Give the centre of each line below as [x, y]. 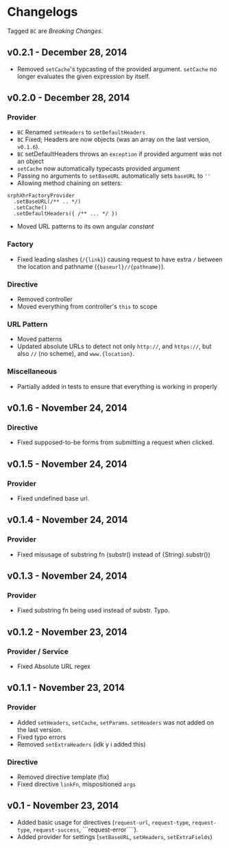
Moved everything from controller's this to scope [87, 306]
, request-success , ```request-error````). [84, 829]
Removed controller [45, 300]
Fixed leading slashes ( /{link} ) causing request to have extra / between [120, 259]
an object [30, 161]
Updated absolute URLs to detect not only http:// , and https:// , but [114, 346]
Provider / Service [38, 651]
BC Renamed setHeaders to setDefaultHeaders [81, 132]
